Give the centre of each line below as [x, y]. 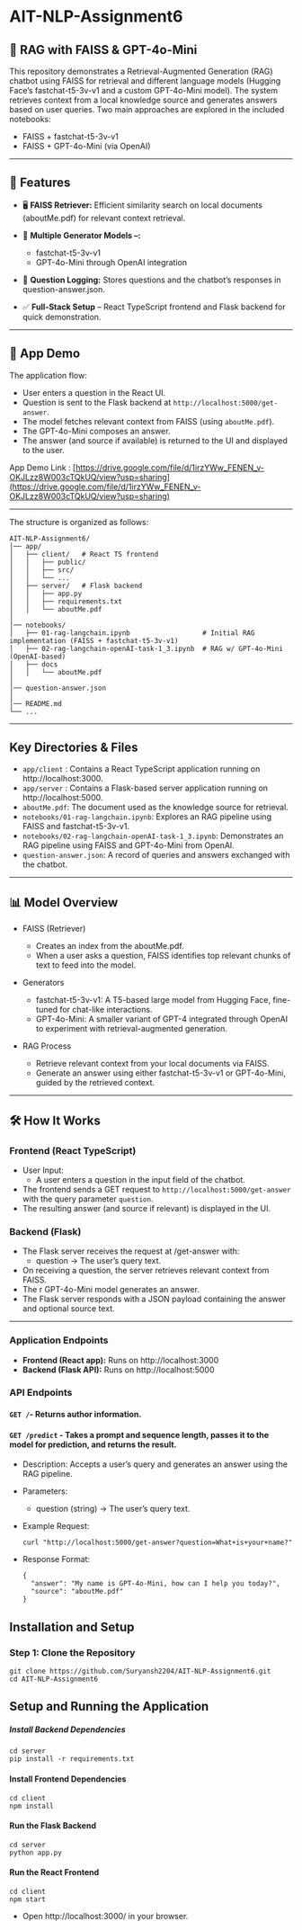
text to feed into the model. [86, 965]
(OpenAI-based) [38, 657]
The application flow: [48, 375]
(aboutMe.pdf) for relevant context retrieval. [104, 218]
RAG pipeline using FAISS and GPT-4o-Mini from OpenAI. [129, 845]
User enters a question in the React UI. [94, 392]
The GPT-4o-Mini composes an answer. [96, 431]
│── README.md [36, 703]
